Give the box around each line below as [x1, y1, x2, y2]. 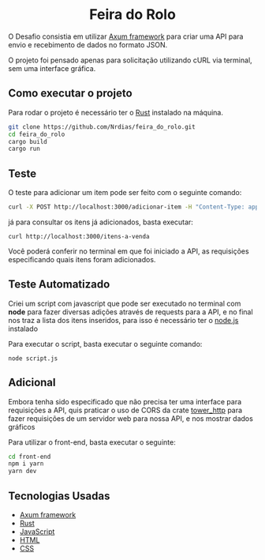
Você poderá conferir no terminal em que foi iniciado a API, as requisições [8, 246, 250, 256]
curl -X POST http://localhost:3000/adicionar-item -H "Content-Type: [8, 203, 245, 211]
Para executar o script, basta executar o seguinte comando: [8, 339, 203, 348]
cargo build [8, 137, 47, 145]
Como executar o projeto [8, 87, 132, 100]
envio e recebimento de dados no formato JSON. [8, 39, 168, 49]
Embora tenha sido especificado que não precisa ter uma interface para [8, 397, 242, 406]
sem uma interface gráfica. [8, 63, 96, 73]
